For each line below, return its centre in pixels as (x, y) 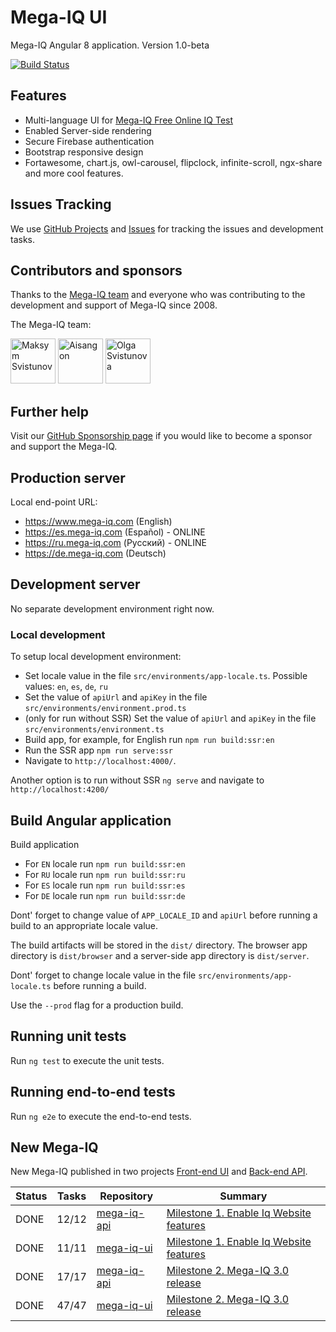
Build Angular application (91, 820)
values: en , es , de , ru (66, 687)
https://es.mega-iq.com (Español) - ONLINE (115, 532)
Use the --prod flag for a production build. (97, 1005)
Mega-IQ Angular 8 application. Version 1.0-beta (110, 45)
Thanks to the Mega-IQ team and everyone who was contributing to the (158, 295)
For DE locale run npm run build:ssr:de (105, 895)
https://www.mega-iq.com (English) (98, 521)
